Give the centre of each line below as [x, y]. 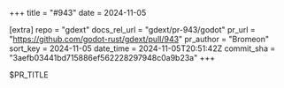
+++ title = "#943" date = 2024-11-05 [78, 13]
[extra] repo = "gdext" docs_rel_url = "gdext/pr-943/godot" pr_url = [133, 29]
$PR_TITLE [29, 75]
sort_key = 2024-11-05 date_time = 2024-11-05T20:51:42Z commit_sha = [142, 48]
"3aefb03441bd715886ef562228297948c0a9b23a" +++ [112, 58]
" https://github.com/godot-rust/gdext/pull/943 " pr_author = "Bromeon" [139, 39]
